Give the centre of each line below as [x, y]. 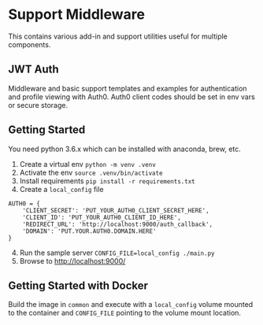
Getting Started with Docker [78, 285]
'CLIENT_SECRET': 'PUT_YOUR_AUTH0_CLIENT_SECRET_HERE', [116, 210]
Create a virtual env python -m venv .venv [87, 164]
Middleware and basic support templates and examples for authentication [128, 88]
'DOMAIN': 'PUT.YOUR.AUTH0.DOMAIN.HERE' [89, 231]
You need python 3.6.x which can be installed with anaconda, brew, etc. [125, 149]
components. [30, 44]
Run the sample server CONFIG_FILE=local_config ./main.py [117, 253]
